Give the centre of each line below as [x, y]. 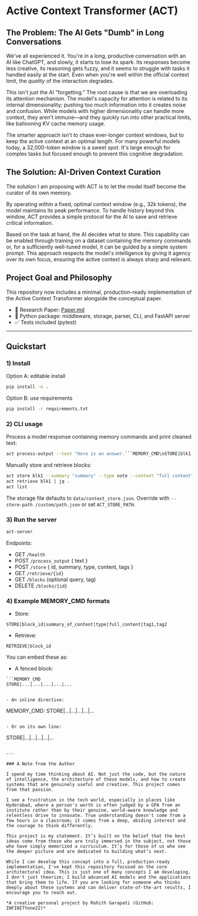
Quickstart [26, 346]
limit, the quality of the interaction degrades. [60, 81]
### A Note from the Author [41, 764]
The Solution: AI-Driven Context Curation [83, 172]
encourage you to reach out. [42, 893]
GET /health [30, 555]
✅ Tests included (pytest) [45, 322]
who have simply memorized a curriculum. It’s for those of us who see [96, 847]
